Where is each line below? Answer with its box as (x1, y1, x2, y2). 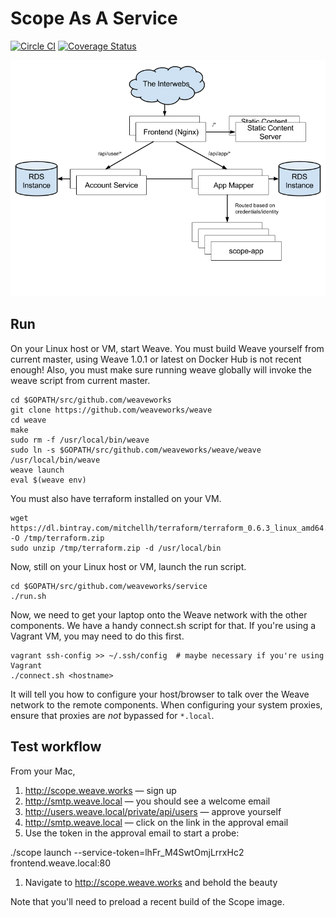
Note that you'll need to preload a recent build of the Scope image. (10, 895, 285, 907)
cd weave (10, 415, 47, 425)
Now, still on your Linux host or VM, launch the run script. (10, 560, 247, 572)
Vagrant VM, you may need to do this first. (10, 630, 185, 642)
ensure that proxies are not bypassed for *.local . (10, 709, 215, 721)
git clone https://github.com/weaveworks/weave (10, 405, 213, 415)
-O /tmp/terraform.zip (10, 533, 105, 543)
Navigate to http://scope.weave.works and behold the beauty (24, 876, 278, 888)
